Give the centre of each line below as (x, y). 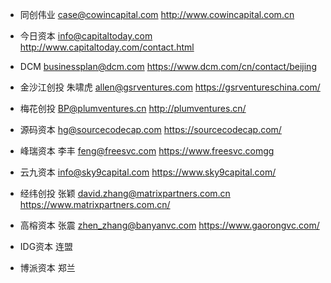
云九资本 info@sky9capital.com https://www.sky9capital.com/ (148, 172)
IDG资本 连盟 (46, 246)
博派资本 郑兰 (47, 267)
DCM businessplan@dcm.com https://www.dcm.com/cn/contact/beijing (168, 66)
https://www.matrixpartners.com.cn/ (95, 204)
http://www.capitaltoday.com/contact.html (107, 47)
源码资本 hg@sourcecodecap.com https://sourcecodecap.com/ (150, 129)
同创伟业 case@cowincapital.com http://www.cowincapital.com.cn (157, 14)
